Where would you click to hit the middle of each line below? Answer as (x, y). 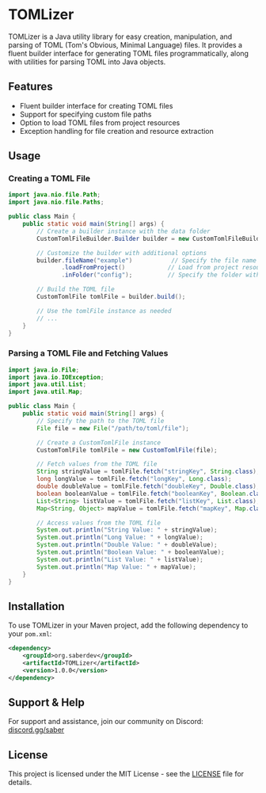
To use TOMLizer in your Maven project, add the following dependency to (128, 625)
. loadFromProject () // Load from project (150, 268)
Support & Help (47, 703)
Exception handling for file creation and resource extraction (116, 131)
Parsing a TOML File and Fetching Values (88, 353)
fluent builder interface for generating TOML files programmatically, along (129, 53)
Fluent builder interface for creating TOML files (96, 105)
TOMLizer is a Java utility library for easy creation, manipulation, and (120, 36)
